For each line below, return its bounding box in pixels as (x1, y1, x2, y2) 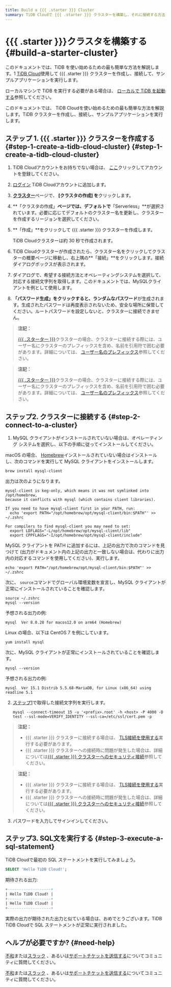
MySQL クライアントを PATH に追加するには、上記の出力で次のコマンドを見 (5, 543, 165, 549)
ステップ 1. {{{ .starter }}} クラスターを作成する (5, 134, 155, 143)
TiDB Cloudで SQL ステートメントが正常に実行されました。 (5, 922, 130, 928)
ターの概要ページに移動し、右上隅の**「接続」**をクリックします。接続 (12, 255, 164, 261)
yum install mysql (5, 640, 44, 645)
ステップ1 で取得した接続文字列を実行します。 (12, 699, 108, 706)
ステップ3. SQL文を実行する (5, 834, 94, 843)
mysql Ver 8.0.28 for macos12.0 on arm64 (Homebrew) (5, 620, 122, 625)
